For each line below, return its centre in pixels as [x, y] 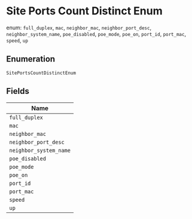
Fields [18, 91]
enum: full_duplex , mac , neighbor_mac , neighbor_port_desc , [79, 28]
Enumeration [31, 59]
